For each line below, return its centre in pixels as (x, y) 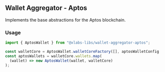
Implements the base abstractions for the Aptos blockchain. (66, 20)
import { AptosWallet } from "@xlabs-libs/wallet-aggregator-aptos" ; (78, 43)
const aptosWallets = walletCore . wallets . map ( (54, 56)
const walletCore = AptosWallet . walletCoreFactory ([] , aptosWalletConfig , (83, 51)
